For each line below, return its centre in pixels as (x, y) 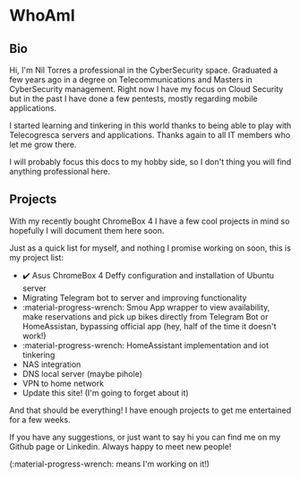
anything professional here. (60, 171)
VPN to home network (63, 383)
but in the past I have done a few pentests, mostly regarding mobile (133, 98)
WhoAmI (43, 16)
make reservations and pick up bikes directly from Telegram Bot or (145, 316)
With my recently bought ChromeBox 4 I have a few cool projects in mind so (150, 221)
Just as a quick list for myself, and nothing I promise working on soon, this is (150, 248)
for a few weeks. (40, 419)
